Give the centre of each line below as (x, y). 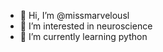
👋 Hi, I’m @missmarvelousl (74, 15)
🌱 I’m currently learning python (83, 36)
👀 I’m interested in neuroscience (86, 26)
